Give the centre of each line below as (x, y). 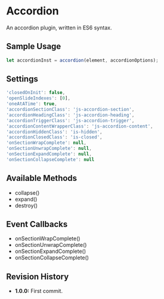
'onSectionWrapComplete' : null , (46, 143)
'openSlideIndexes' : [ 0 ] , (38, 98)
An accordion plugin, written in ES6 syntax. (59, 28)
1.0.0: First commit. (39, 291)
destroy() (26, 206)
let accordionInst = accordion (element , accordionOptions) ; (83, 60)
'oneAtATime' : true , (32, 104)
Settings (22, 79)
